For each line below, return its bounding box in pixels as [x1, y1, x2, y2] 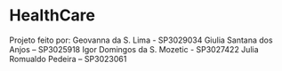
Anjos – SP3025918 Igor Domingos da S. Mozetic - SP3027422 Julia [9, 43, 260, 54]
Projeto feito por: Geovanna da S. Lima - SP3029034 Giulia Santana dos [9, 35, 273, 45]
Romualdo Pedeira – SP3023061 [9, 53, 127, 64]
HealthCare [9, 5, 96, 26]
